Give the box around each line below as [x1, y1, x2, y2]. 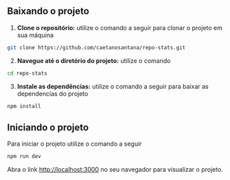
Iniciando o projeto [7, 121, 89, 133]
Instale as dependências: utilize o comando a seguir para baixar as [16, 82, 209, 90]
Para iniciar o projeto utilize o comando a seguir [7, 140, 142, 148]
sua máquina [16, 31, 54, 39]
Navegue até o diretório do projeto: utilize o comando [16, 56, 171, 64]
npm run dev [7, 153, 41, 160]
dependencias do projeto [16, 89, 89, 98]
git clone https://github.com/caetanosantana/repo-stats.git [7, 44, 186, 51]
